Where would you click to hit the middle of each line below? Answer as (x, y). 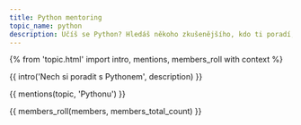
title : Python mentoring (56, 17)
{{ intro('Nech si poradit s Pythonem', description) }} (106, 77)
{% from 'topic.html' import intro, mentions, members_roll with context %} (146, 60)
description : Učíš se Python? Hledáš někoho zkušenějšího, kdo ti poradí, (152, 34)
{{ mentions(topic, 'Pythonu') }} (67, 94)
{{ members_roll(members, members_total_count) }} (106, 112)
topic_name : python (46, 26)
